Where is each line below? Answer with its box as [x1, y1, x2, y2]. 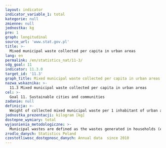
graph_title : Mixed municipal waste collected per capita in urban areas [5, 76, 161, 81]
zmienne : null [5, 21, 35, 26]
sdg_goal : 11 [5, 62, 32, 67]
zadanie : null [5, 99, 35, 104]
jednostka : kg [5, 26, 35, 31]
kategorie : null [5, 16, 39, 21]
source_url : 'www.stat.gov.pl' [5, 39, 70, 44]
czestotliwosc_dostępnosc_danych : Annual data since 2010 [5, 136, 129, 141]
